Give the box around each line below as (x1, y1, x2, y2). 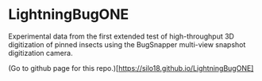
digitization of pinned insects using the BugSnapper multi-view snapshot (8, 39, 246, 49)
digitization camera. (8, 48, 73, 57)
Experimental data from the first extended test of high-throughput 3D (8, 31, 234, 41)
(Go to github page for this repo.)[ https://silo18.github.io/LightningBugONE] (8, 63, 254, 72)
